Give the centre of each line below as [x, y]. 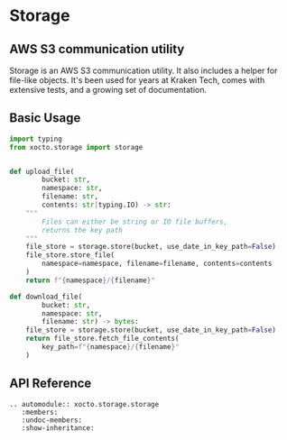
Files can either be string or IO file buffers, [135, 222]
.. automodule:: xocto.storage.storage [84, 404]
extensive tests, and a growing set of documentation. [108, 90]
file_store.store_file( [70, 255]
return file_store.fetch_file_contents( [102, 339]
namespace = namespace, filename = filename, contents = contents [157, 264]
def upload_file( [42, 171]
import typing [36, 139]
